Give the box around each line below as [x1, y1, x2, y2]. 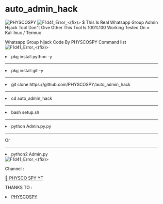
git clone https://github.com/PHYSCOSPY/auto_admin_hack [11, 81, 131, 87]
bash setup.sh [11, 109, 40, 115]
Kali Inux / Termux [5, 30, 41, 35]
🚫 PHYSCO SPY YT [5, 175, 44, 181]
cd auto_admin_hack [11, 95, 52, 101]
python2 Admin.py [11, 151, 48, 157]
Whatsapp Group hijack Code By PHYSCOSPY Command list [5, 39, 126, 45]
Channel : [5, 166, 24, 172]
